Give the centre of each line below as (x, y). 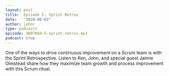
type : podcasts (21, 29)
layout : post (19, 10)
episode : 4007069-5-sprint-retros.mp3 (46, 33)
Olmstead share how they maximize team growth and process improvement (84, 63)
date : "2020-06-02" (28, 19)
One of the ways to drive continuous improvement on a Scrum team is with (83, 52)
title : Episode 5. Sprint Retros (42, 15)
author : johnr (20, 24)
